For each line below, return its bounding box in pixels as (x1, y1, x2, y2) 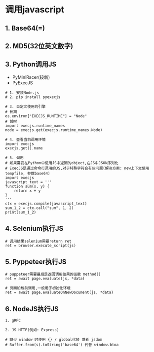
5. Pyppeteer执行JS (5, 257, 67, 266)
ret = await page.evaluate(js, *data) (5, 276, 85, 281)
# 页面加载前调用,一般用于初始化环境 (5, 286, 71, 291)
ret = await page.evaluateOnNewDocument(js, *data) (5, 290, 114, 295)
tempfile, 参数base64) (5, 171, 50, 176)
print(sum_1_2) (5, 210, 37, 214)
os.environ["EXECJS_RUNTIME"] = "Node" (5, 113, 87, 118)
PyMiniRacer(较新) (12, 74, 50, 80)
